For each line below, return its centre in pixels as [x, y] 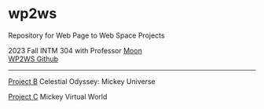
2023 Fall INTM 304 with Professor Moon [75, 50]
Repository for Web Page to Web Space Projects [86, 35]
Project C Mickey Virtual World [58, 96]
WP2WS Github [33, 59]
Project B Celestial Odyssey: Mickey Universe [82, 81]
